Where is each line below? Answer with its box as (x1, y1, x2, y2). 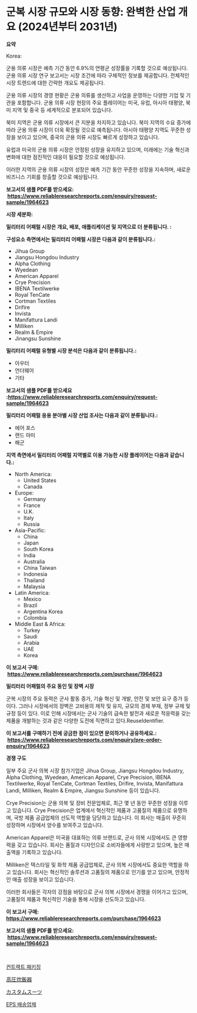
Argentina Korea (23, 608, 63, 615)
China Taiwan (23, 564, 57, 571)
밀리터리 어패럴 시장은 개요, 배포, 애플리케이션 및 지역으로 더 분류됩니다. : (6, 223, 172, 230)
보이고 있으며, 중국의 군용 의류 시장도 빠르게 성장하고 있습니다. (16, 133, 160, 141)
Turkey (23, 627, 41, 634)
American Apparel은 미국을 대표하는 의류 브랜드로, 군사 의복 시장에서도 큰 (6, 834, 177, 841)
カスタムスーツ (6, 988, 42, 995)
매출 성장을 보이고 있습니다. (12, 875, 75, 882)
